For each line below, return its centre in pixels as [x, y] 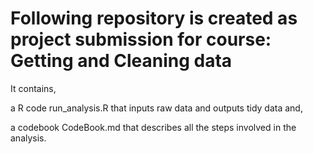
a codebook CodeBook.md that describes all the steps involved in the [153, 127]
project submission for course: [141, 39]
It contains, [33, 88]
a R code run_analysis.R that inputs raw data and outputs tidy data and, [156, 108]
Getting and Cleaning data [121, 61]
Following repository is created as [154, 18]
